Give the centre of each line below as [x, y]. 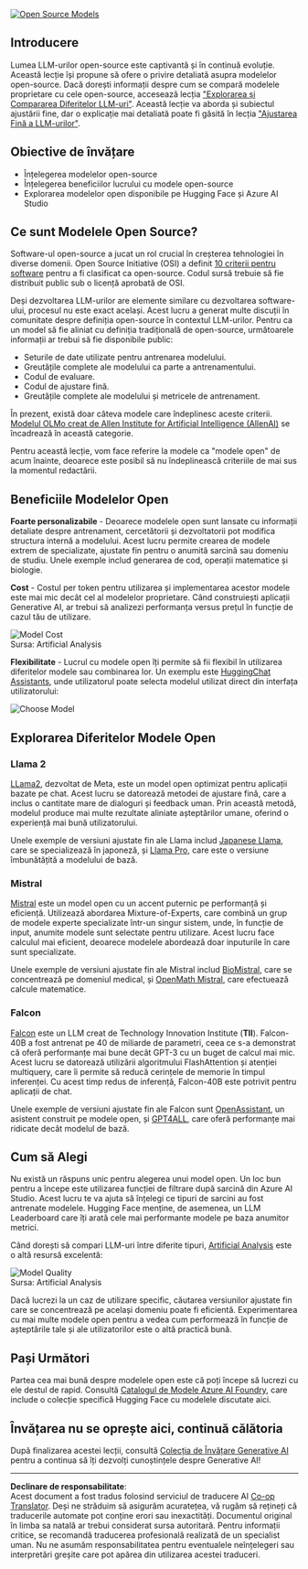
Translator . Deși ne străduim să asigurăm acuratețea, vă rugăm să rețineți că [154, 1506]
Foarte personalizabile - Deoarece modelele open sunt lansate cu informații [154, 521]
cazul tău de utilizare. [51, 617]
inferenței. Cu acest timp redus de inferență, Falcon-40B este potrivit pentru [154, 1081]
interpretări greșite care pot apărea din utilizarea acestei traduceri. [135, 1554]
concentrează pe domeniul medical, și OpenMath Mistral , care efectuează [149, 980]
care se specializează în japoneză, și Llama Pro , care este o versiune [139, 850]
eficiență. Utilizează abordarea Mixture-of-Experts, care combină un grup [149, 913]
